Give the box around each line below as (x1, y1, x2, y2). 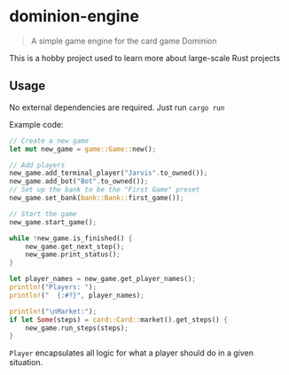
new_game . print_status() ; (25, 250, 121, 259)
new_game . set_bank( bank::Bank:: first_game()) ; (9, 193, 184, 202)
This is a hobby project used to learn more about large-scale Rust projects (9, 52, 281, 63)
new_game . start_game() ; (9, 217, 98, 227)
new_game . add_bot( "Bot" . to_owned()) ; (9, 177, 149, 186)
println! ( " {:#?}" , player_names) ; (9, 291, 144, 300)
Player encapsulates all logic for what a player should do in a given (9, 348, 254, 358)
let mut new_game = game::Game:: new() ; (9, 145, 157, 153)
